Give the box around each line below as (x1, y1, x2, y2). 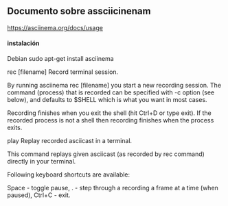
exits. (7, 123, 23, 132)
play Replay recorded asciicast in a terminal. (7, 137, 133, 145)
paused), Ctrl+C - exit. (7, 191, 71, 199)
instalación (7, 39, 40, 47)
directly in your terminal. (7, 157, 76, 166)
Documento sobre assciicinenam (7, 5, 151, 17)
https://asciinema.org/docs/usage (7, 23, 103, 31)
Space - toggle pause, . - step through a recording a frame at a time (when (7, 184, 218, 192)
